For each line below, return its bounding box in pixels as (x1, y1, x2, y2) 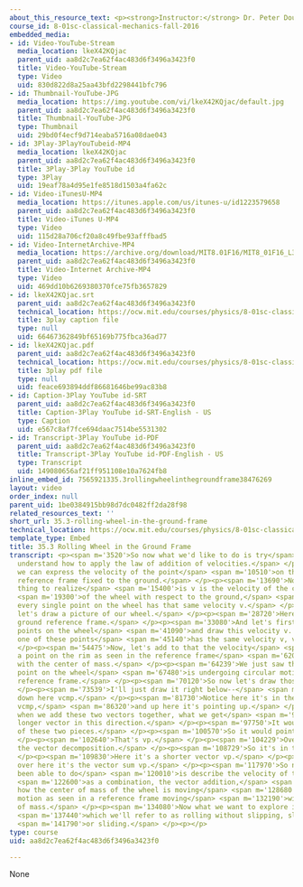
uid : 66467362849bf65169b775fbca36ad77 (17, 332, 168, 341)
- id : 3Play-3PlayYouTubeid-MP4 (9, 139, 131, 148)
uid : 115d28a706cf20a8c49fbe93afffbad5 (17, 231, 168, 240)
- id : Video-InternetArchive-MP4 (9, 240, 135, 249)
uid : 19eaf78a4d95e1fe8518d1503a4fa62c (17, 182, 168, 191)
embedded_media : (9, 30, 70, 39)
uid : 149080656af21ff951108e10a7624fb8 (17, 467, 168, 476)
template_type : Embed (9, 534, 91, 543)
